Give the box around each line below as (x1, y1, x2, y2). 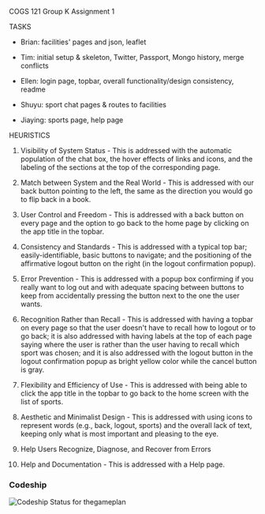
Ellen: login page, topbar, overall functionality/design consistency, (20, 77, 234, 85)
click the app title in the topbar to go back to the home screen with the (20, 388, 249, 398)
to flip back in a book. (20, 195, 91, 204)
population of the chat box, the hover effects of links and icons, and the (20, 154, 253, 163)
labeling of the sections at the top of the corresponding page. (20, 163, 221, 172)
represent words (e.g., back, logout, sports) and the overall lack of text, (20, 421, 252, 430)
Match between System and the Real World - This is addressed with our (20, 178, 255, 187)
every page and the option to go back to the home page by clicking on (20, 219, 249, 227)
